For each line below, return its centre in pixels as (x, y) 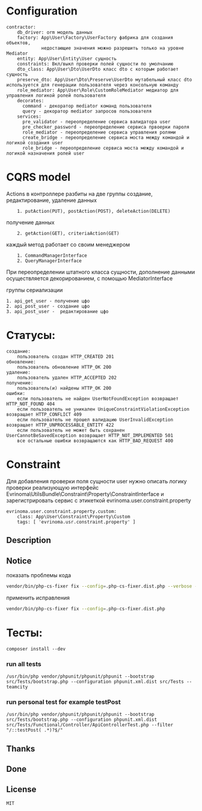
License (21, 790)
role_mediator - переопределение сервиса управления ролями (99, 132)
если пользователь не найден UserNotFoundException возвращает (98, 399)
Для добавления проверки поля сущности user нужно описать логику (97, 481)
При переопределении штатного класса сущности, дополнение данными (101, 272)
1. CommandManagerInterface (52, 256)
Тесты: (25, 633)
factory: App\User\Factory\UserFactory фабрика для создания (95, 37)
